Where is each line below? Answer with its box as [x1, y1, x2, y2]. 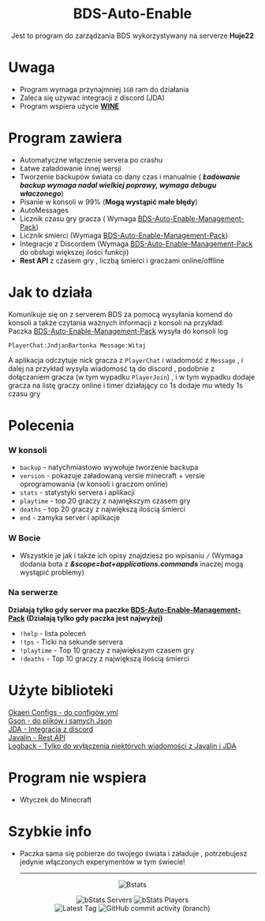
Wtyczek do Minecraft [19, 795, 92, 804]
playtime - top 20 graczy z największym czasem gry [19, 496, 191, 506]
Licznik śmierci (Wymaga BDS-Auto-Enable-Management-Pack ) [19, 230, 229, 240]
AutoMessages [19, 205, 69, 215]
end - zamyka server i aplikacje [19, 513, 121, 522]
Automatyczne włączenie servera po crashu [19, 155, 163, 164]
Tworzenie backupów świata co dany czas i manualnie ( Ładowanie [19, 171, 241, 182]
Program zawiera [8, 129, 122, 147]
